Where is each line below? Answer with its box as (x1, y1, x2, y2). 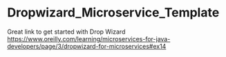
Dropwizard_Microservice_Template (7, 5, 220, 21)
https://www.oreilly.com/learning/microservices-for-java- (7, 34, 171, 43)
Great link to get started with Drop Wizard (7, 27, 126, 36)
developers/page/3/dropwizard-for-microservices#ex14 (7, 42, 167, 50)
